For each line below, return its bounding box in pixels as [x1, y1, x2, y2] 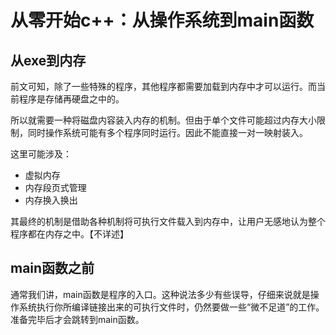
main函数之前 [10, 260, 95, 277]
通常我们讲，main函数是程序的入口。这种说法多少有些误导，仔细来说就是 [10, 288, 311, 300]
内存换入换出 [24, 194, 78, 206]
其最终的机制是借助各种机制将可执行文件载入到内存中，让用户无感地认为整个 [10, 216, 326, 227]
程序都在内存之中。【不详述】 [10, 228, 129, 240]
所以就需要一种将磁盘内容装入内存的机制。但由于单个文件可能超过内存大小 [10, 114, 317, 126]
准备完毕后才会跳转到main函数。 [10, 313, 145, 325]
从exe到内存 [10, 52, 87, 69]
